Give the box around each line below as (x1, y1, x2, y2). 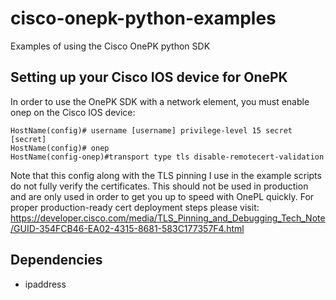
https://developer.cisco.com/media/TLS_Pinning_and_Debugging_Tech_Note (10, 212, 326, 224)
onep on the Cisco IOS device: (10, 106, 136, 118)
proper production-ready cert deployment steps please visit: (10, 201, 260, 213)
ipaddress (24, 278, 67, 290)
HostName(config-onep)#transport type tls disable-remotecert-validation (10, 152, 325, 162)
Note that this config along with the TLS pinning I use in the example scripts (10, 169, 322, 181)
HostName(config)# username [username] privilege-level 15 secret (10, 125, 293, 136)
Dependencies (10, 252, 103, 269)
